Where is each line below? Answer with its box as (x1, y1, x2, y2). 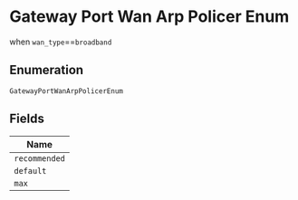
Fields (9, 111, 45, 127)
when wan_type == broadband (9, 36, 112, 47)
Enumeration (9, 62, 84, 78)
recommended (14, 153, 66, 164)
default (14, 166, 47, 176)
